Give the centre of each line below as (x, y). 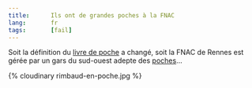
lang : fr (33, 23)
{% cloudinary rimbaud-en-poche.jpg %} (75, 76)
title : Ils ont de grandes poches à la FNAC (92, 15)
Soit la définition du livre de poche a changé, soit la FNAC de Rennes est (126, 53)
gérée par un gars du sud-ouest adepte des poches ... (96, 60)
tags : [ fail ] (40, 30)
